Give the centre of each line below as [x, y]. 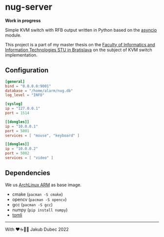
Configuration [27, 70]
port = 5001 [17, 131]
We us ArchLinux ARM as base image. [43, 185]
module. [13, 35]
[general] [15, 81]
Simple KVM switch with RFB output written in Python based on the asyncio [81, 30]
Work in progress [23, 20]
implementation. [21, 55]
